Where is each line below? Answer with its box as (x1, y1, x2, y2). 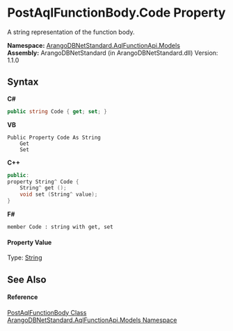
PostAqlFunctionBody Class (7, 308, 87, 316)
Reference (7, 293, 38, 301)
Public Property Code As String (7, 134, 101, 141)
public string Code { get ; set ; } (7, 108, 108, 115)
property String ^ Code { (7, 178, 79, 185)
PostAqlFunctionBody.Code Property (7, 5, 226, 21)
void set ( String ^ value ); (19, 191, 98, 198)
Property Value (7, 238, 52, 246)
